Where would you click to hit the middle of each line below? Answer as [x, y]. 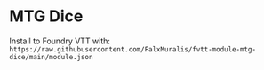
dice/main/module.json [51, 57]
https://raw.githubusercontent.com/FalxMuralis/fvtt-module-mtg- [132, 49]
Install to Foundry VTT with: [60, 41]
